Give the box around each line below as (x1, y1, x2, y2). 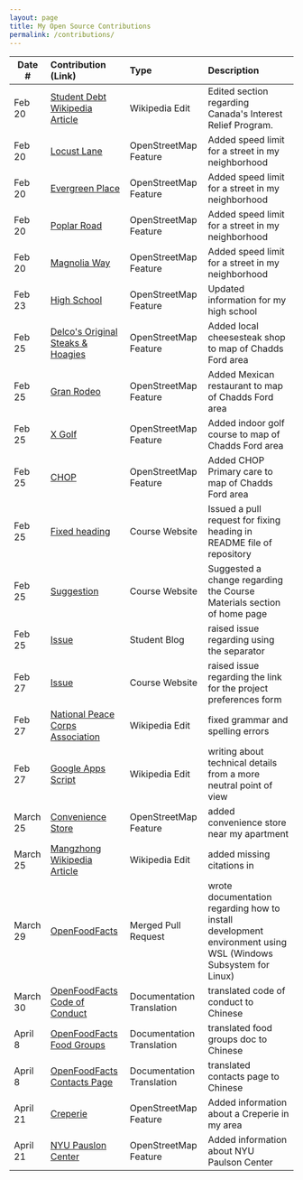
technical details (207, 757, 278, 769)
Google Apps (50, 762, 106, 775)
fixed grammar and (207, 714, 289, 727)
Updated (207, 283, 245, 295)
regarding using (207, 634, 275, 646)
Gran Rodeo (50, 386, 101, 398)
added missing (207, 848, 271, 860)
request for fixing (207, 514, 281, 526)
